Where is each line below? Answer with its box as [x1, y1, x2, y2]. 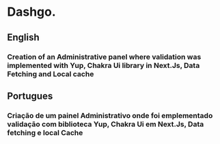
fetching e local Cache [7, 128, 83, 137]
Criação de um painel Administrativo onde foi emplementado [7, 110, 213, 120]
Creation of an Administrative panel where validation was [7, 52, 202, 62]
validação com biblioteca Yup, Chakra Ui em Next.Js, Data [7, 119, 204, 129]
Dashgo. [7, 4, 56, 20]
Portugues [7, 90, 53, 101]
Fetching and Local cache [7, 69, 94, 79]
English [7, 32, 40, 43]
